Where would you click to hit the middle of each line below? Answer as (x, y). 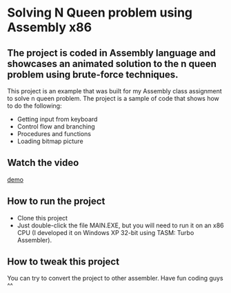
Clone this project (42, 218)
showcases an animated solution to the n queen (112, 64)
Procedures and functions (54, 134)
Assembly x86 (49, 27)
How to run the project (56, 201)
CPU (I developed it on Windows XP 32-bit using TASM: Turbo (106, 232)
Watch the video (43, 163)
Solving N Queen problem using (100, 13)
